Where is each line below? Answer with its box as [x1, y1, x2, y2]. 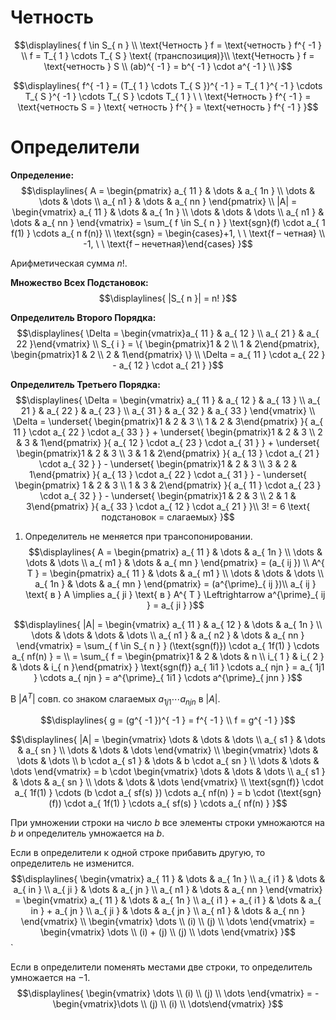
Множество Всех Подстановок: [10, 276, 149, 288]
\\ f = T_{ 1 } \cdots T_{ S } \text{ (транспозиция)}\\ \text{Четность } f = [21, 49, 315, 61]
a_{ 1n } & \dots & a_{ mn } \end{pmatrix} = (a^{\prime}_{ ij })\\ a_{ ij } [34, 577, 317, 590]
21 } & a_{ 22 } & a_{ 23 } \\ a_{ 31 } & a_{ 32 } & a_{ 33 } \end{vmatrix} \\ [20, 404, 316, 416]
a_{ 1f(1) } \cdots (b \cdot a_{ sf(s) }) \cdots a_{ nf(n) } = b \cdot [14, 787, 275, 799]
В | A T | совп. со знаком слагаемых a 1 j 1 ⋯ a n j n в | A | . [10, 691, 221, 707]
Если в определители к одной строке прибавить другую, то [10, 847, 266, 859]
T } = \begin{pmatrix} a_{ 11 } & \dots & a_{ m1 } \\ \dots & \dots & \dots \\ [26, 567, 324, 579]
